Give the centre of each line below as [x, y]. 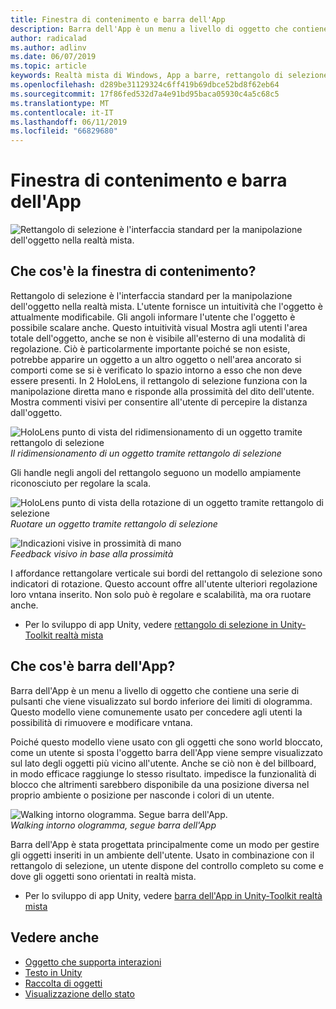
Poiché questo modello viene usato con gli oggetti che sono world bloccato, [166, 742]
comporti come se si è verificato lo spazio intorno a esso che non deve [156, 370]
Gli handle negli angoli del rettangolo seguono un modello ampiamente [156, 472]
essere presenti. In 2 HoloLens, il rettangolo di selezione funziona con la [159, 380]
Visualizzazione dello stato [79, 993]
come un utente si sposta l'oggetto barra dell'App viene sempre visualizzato [166, 752]
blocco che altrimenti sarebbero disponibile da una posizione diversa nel [160, 784]
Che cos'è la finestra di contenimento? [133, 271]
